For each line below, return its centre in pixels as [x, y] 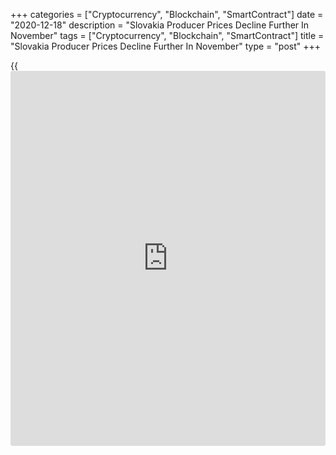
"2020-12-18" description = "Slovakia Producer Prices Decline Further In [160, 25]
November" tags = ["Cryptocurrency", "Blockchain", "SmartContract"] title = [167, 35]
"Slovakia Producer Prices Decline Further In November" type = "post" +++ [165, 46]
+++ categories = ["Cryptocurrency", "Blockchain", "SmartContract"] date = [167, 14]
